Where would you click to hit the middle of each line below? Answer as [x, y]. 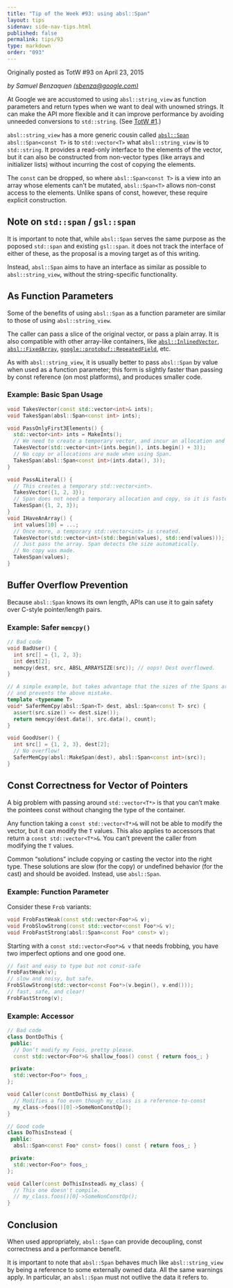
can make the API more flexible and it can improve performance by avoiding [115, 114]
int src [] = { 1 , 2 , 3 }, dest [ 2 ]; [62, 745]
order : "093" [26, 53]
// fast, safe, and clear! [46, 992]
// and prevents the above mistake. [60, 693]
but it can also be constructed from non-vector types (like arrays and [106, 156]
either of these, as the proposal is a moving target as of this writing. [104, 253]
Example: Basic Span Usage [55, 395]
